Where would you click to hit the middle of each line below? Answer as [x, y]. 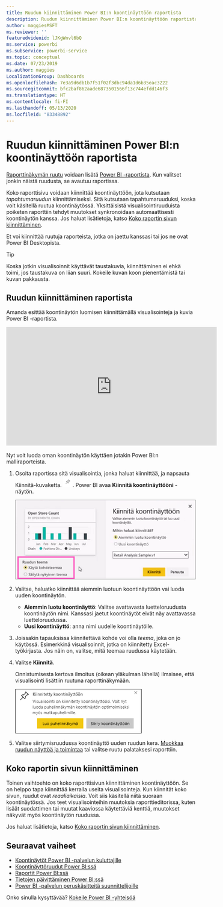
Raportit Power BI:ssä [41, 873]
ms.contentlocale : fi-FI [37, 102]
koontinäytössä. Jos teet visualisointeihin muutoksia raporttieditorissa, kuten [101, 802]
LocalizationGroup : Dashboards [45, 76]
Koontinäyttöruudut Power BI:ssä [56, 867]
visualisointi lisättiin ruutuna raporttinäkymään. [72, 680]
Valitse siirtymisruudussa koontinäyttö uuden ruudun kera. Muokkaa [99, 743]
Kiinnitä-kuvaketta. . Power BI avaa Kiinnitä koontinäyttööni [94, 485]
